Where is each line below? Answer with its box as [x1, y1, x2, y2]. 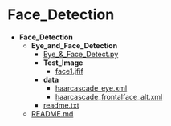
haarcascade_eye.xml [55, 83, 128, 93]
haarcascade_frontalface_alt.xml [55, 91, 163, 101]
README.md [31, 108, 74, 118]
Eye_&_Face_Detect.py [43, 49, 119, 59]
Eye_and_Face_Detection [31, 40, 118, 50]
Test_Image [43, 58, 83, 67]
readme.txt [43, 100, 79, 110]
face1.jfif [55, 66, 83, 75]
